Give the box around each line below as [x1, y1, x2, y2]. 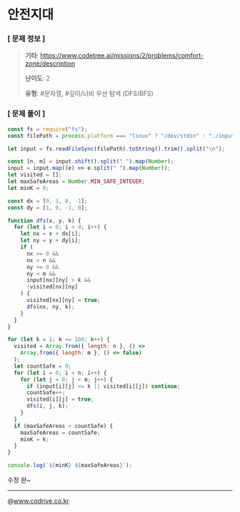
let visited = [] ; [7, 171, 62, 179]
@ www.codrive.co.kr [7, 497, 69, 506]
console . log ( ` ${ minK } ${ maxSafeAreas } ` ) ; [7, 462, 133, 469]
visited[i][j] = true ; [26, 396, 94, 403]
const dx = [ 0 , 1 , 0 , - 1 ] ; [7, 197, 88, 204]
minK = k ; [20, 436, 50, 443]
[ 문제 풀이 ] [7, 109, 46, 119]
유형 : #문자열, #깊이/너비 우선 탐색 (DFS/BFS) [24, 89, 154, 98]
